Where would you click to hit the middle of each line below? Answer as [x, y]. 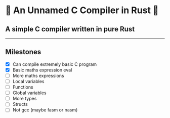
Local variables [28, 81]
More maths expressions [38, 75]
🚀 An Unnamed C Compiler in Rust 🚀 [82, 10]
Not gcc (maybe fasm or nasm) [45, 110]
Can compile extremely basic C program [55, 64]
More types [25, 99]
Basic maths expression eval [42, 70]
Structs [20, 104]
